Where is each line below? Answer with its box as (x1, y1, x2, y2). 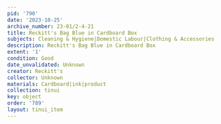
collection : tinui (7, 87, 60, 94)
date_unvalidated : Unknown (7, 61, 85, 68)
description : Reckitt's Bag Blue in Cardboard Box (7, 42, 156, 49)
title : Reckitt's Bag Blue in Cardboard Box (7, 29, 137, 37)
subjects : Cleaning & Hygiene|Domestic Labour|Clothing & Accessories (7, 36, 215, 43)
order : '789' (7, 100, 45, 107)
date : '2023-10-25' (7, 17, 64, 23)
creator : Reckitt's (7, 68, 64, 74)
